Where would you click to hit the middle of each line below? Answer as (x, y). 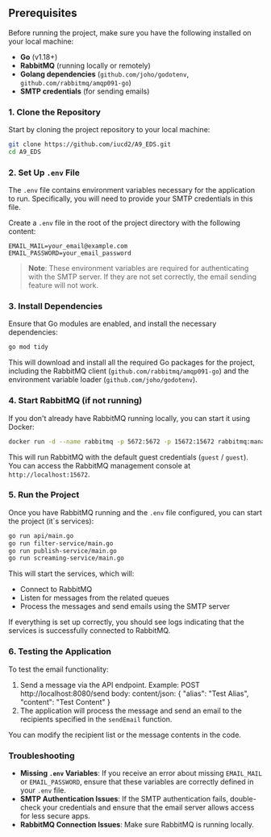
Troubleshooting (42, 756)
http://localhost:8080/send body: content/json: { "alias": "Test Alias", (134, 693)
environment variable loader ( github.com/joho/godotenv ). (103, 380)
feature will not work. (63, 285)
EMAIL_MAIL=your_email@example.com (68, 246)
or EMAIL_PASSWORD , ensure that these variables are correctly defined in (137, 781)
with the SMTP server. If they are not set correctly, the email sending (142, 277)
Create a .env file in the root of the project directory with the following (124, 223)
